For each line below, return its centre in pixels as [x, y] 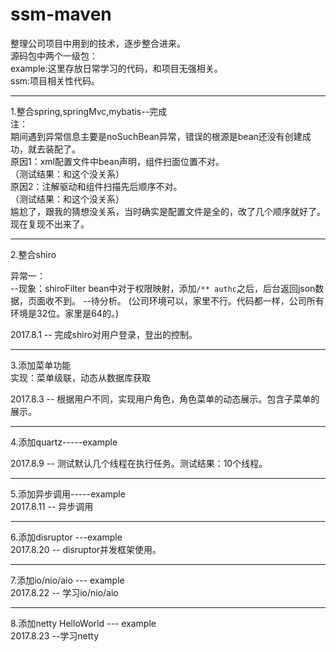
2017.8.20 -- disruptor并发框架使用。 [86, 549]
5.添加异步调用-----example [68, 494]
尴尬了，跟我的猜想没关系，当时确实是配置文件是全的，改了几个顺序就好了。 [168, 211]
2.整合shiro [33, 254]
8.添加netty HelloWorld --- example [83, 623]
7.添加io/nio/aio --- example [67, 580]
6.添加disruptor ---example [66, 537]
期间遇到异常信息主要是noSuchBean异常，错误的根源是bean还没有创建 [156, 136]
